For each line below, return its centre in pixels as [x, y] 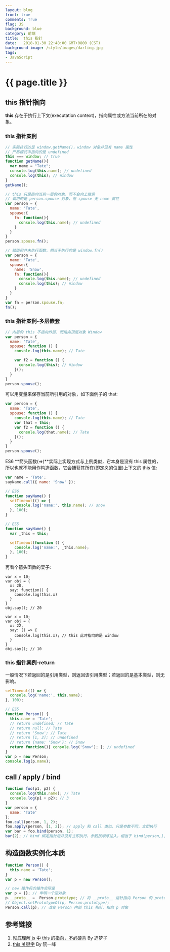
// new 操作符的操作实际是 [30, 888]
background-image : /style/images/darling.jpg [54, 48]
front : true [18, 15]
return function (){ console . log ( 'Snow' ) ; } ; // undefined [72, 747]
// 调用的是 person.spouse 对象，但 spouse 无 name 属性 [62, 199]
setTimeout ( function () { [37, 543]
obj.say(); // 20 [24, 608]
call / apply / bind [33, 777]
